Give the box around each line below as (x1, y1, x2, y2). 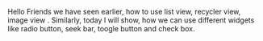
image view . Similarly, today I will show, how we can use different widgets (7, 15, 255, 25)
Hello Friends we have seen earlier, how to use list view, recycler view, (7, 7, 241, 16)
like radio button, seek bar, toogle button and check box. (7, 24, 195, 33)
